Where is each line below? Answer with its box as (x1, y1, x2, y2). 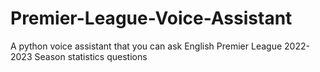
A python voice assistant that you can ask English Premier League (10, 40, 283, 52)
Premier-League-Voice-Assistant (10, 7, 293, 30)
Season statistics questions (34, 50, 148, 62)
